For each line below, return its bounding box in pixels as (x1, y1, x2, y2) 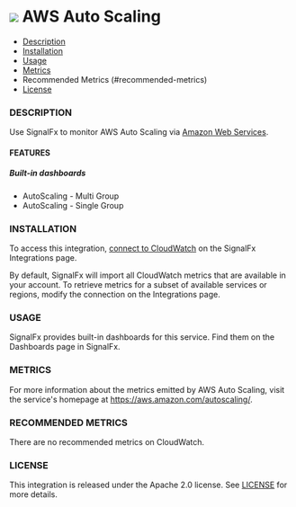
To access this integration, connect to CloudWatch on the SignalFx (9, 243, 256, 253)
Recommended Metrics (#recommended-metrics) (22, 74, 208, 84)
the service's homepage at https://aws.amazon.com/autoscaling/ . (9, 394, 254, 405)
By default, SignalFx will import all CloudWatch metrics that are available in (9, 270, 286, 280)
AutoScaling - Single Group (22, 200, 124, 210)
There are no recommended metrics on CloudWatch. (9, 436, 205, 447)
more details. (9, 489, 58, 500)
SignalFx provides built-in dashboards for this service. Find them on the (9, 332, 275, 342)
